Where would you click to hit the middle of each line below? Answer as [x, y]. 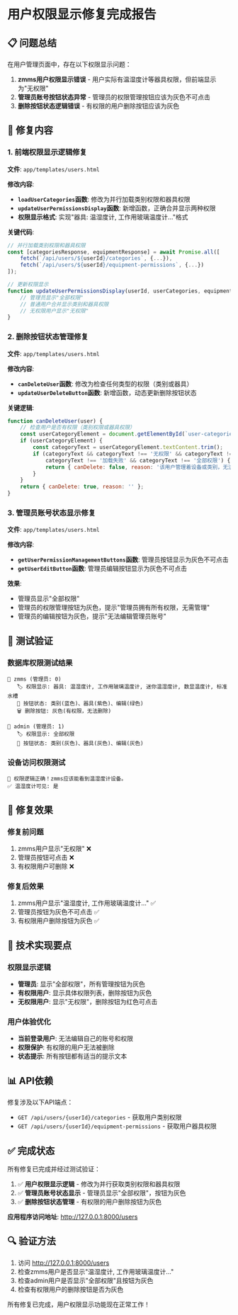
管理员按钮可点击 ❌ [46, 858]
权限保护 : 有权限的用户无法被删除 [66, 1047]
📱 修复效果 [30, 810]
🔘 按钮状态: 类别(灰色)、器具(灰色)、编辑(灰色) [80, 744]
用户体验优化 [29, 1022]
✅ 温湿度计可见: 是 [33, 787]
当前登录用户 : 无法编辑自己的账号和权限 [75, 1039]
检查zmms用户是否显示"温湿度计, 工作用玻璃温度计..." [96, 1271]
